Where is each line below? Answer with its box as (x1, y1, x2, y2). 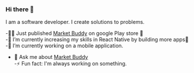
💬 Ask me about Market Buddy (14, 54, 89, 61)
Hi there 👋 (5, 5, 35, 13)
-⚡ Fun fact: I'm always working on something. (14, 60, 127, 67)
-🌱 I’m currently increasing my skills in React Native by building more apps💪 (5, 36, 189, 43)
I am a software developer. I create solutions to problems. (5, 19, 145, 26)
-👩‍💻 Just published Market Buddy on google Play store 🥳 (5, 30, 143, 37)
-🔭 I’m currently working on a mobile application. (5, 42, 123, 49)
